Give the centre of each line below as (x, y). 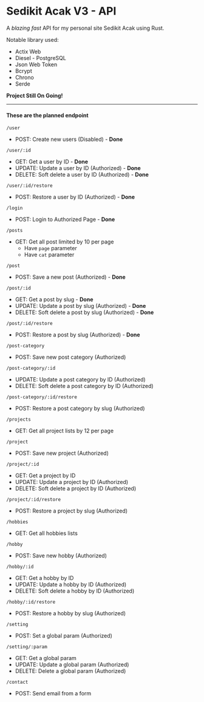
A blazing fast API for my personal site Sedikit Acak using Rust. (85, 28)
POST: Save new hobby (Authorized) (61, 556)
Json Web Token (36, 64)
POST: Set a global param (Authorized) (63, 636)
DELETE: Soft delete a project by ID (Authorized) (76, 489)
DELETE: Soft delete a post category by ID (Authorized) (84, 386)
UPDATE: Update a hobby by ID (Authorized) (71, 585)
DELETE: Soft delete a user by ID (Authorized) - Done (82, 175)
